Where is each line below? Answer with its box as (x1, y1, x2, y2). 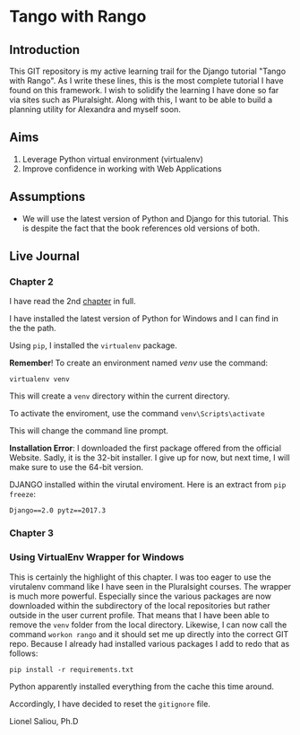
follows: (9, 648, 39, 659)
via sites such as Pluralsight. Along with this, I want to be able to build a (9, 94, 273, 105)
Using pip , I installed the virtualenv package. (9, 340, 177, 351)
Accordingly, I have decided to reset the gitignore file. (9, 698, 210, 709)
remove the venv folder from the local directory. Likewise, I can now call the (9, 619, 287, 630)
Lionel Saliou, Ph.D (9, 715, 79, 726)
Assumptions (9, 189, 86, 205)
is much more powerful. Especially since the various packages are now (9, 591, 271, 601)
